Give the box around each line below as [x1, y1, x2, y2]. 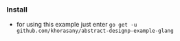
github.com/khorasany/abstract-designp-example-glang [16, 27, 174, 35]
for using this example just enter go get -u [16, 20, 137, 29]
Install [6, 5, 28, 14]
